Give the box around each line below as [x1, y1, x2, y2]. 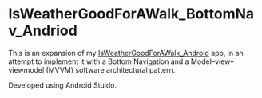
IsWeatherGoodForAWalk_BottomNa [8, 5, 255, 23]
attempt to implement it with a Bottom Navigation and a [8, 57, 189, 66]
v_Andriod [8, 22, 77, 40]
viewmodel [8, 65, 45, 74]
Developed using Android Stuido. [8, 80, 117, 90]
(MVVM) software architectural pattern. [46, 65, 176, 74]
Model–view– [190, 57, 234, 66]
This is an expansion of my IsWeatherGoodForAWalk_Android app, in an [8, 48, 244, 57]
